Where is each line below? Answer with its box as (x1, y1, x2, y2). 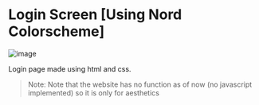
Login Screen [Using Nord (8, 6, 182, 24)
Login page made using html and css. (8, 64, 131, 73)
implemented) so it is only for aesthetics (27, 87, 159, 97)
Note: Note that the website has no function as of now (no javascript (27, 80, 253, 89)
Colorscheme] (8, 22, 105, 41)
